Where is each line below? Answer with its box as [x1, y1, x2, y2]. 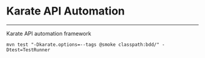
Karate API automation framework [6, 30, 92, 37]
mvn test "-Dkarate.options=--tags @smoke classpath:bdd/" [6, 41, 160, 48]
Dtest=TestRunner [6, 47, 51, 53]
